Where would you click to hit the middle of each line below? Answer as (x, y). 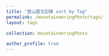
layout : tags (22, 22)
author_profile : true (33, 44)
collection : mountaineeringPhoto (47, 33)
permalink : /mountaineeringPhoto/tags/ (55, 17)
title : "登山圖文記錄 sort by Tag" (47, 11)
